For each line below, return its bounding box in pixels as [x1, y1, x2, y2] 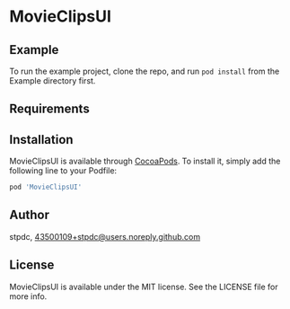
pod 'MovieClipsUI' [9, 182, 83, 192]
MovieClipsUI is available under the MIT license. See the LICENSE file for [9, 281, 278, 292]
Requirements [9, 102, 90, 117]
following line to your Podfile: [9, 165, 118, 176]
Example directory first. [9, 75, 96, 86]
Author [9, 207, 49, 223]
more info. [9, 290, 48, 302]
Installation [9, 132, 74, 147]
